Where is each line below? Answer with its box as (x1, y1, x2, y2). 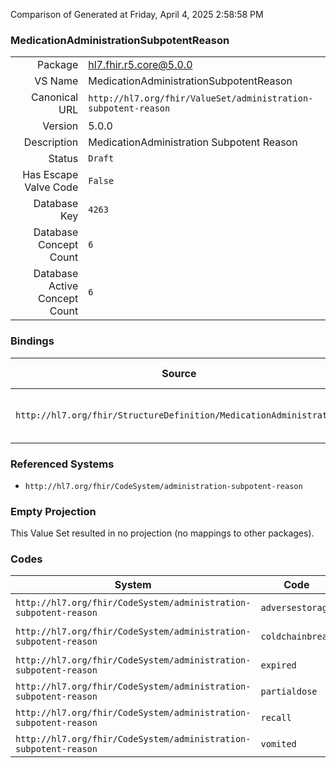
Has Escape (22, 168, 79, 182)
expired (260, 660, 297, 671)
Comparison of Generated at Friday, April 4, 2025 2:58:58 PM (10, 9, 264, 20)
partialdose (260, 686, 318, 698)
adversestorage (260, 602, 333, 614)
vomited (260, 739, 297, 750)
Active (48, 279, 79, 293)
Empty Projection (10, 504, 97, 518)
